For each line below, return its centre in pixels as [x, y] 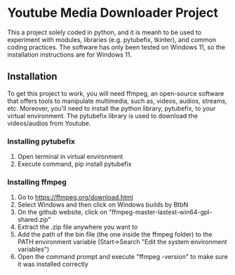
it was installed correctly [53, 265]
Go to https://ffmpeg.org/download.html [75, 197]
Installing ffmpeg [37, 182]
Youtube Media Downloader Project [113, 13]
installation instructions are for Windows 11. [69, 55]
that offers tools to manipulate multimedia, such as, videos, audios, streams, [117, 101]
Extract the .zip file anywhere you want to [78, 227]
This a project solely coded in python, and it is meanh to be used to [105, 32]
